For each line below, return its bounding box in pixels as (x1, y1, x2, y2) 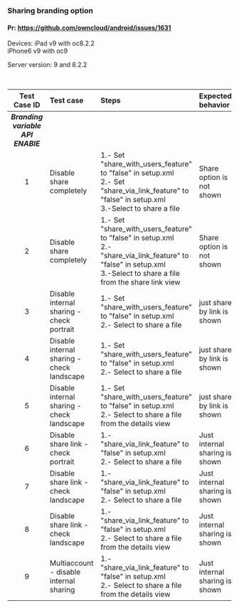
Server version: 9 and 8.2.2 (7, 60, 87, 69)
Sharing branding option (7, 6, 94, 16)
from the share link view (100, 277, 181, 287)
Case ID (13, 100, 41, 110)
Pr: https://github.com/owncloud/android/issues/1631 (7, 23, 171, 32)
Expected (198, 91, 233, 101)
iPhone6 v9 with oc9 (7, 47, 68, 55)
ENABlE (14, 139, 41, 149)
